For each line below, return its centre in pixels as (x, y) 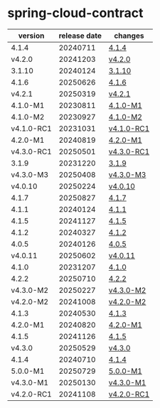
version (31, 36)
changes (129, 36)
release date (80, 36)
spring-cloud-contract (75, 13)
